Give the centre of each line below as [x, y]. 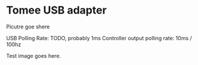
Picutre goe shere [28, 27]
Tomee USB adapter [57, 10]
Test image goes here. [34, 56]
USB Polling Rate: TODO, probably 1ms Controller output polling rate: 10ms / [99, 38]
